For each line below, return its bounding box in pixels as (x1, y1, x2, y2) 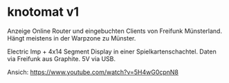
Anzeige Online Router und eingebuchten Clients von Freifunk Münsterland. (7, 27, 223, 35)
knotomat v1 (7, 4, 80, 20)
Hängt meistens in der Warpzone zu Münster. (7, 34, 136, 42)
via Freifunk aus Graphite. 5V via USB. (7, 54, 116, 62)
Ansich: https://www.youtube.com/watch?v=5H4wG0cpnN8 (7, 68, 178, 76)
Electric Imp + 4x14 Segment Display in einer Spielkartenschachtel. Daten (7, 47, 217, 56)
